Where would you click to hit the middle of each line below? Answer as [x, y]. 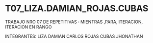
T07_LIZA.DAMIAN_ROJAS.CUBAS [77, 8]
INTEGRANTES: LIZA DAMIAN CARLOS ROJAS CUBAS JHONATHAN [74, 36]
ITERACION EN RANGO [28, 27]
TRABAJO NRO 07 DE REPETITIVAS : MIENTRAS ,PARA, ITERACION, [74, 22]
